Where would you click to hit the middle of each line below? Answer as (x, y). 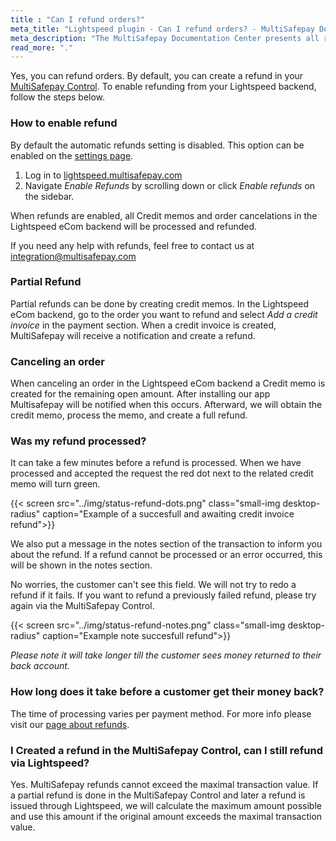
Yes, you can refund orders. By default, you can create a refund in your (157, 76)
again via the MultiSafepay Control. (82, 606)
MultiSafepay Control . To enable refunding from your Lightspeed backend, (163, 87)
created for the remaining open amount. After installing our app (140, 394)
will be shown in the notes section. (81, 565)
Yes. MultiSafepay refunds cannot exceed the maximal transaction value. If (164, 785)
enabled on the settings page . (72, 155)
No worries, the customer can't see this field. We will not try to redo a (153, 585)
